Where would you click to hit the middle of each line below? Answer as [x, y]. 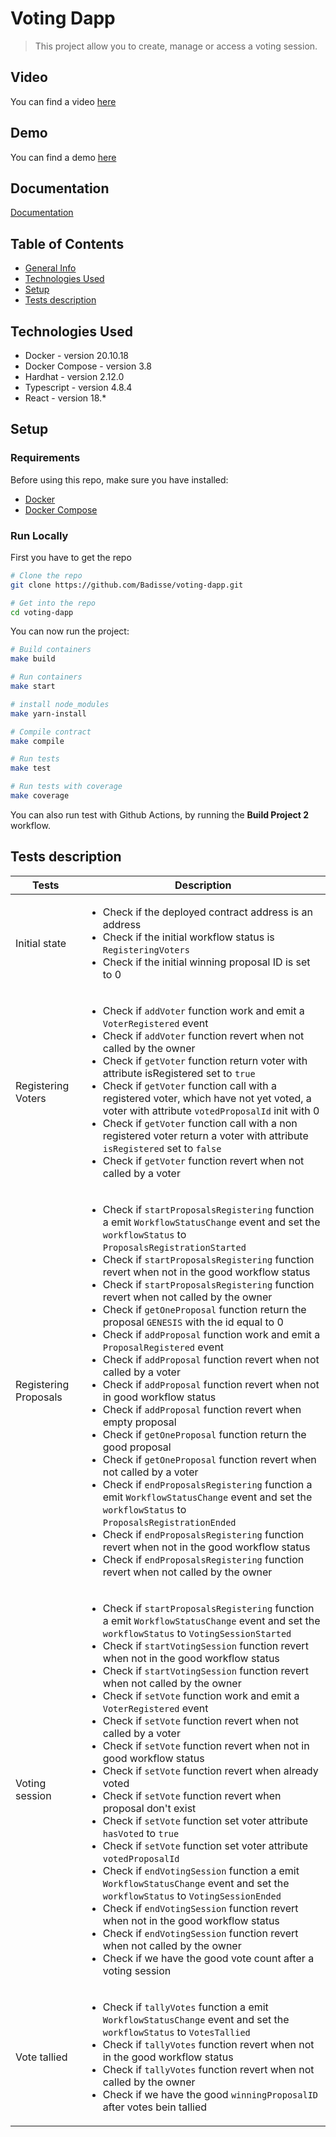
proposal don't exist [149, 1808]
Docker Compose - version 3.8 [88, 366]
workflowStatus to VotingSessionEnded [192, 1895]
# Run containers [46, 677]
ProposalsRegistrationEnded [169, 1522]
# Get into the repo [53, 603]
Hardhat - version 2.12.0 [74, 376]
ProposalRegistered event [163, 1347]
